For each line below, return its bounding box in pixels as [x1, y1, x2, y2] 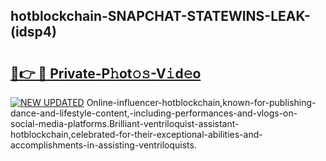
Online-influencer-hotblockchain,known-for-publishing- [86, 97, 317, 108]
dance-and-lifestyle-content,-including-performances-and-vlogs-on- [10, 107, 298, 119]
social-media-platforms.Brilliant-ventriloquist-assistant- [10, 118, 240, 129]
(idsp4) [10, 24, 57, 41]
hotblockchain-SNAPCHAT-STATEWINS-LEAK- [10, 8, 311, 25]
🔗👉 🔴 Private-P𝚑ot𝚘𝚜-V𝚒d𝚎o [10, 65, 202, 82]
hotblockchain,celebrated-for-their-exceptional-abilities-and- [10, 129, 263, 140]
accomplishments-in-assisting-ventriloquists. [10, 139, 197, 151]
